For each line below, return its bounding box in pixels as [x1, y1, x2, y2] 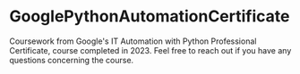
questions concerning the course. [9, 54, 134, 65]
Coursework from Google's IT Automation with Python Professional [9, 36, 257, 46]
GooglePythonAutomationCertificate [9, 6, 290, 27]
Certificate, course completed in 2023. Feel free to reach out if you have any [9, 45, 292, 55]
